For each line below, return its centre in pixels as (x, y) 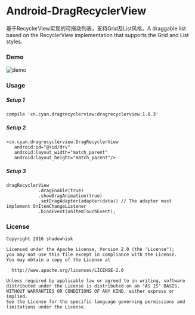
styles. (14, 41)
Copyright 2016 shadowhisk (40, 239)
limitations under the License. (46, 307)
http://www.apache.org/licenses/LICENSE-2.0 (68, 271)
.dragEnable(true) (61, 191)
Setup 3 (16, 171)
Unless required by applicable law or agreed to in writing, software (96, 281)
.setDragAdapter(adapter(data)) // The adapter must (105, 201)
